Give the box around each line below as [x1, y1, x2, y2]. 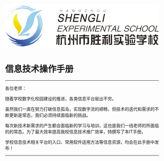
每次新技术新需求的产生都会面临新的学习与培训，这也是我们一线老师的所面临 [5, 123, 159, 129]
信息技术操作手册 [5, 64, 74, 75]
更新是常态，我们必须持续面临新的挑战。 [9, 112, 91, 118]
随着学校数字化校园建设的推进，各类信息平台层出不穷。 [5, 96, 116, 102]
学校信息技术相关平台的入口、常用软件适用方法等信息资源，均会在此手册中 [5, 139, 155, 145]
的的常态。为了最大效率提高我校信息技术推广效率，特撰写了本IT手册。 [5, 129, 146, 135]
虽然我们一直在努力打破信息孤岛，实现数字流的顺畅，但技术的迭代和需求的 [5, 106, 155, 112]
